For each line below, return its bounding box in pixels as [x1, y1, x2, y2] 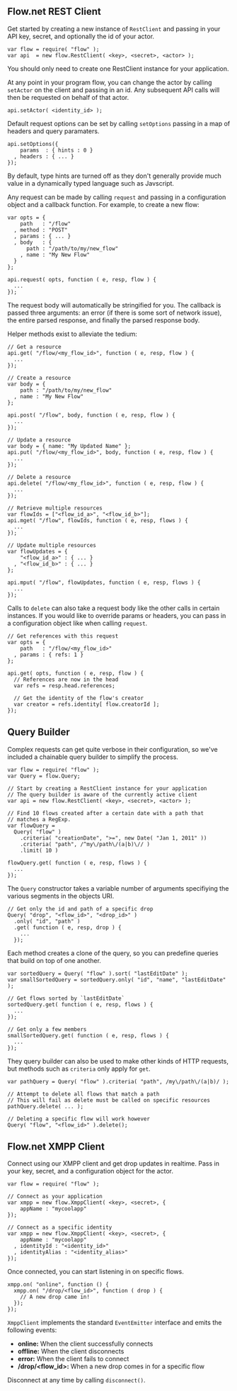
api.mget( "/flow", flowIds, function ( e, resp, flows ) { [7, 517, 189, 524]
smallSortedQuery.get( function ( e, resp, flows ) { [7, 1032, 170, 1039]
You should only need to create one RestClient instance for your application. [7, 64, 229, 73]
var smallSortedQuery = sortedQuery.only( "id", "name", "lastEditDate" [7, 976, 226, 984]
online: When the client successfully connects [17, 1339, 154, 1348]
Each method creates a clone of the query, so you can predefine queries [7, 949, 219, 957]
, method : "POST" [13, 226, 69, 233]
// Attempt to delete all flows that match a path [7, 1091, 160, 1098]
